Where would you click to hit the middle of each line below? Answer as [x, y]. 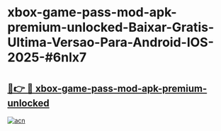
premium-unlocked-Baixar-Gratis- [111, 27]
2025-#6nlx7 [47, 58]
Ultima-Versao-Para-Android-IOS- [111, 42]
